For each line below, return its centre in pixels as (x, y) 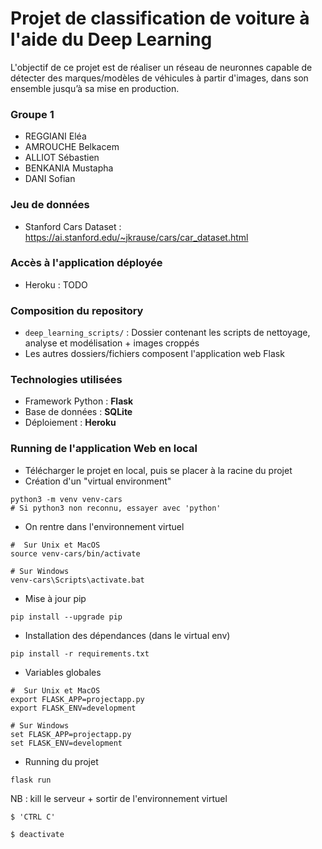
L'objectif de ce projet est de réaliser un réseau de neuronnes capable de (161, 67)
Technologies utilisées (66, 380)
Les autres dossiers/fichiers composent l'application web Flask (154, 354)
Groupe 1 (32, 114)
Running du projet (61, 761)
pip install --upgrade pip (66, 617)
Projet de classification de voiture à (160, 18)
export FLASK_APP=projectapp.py (77, 699)
